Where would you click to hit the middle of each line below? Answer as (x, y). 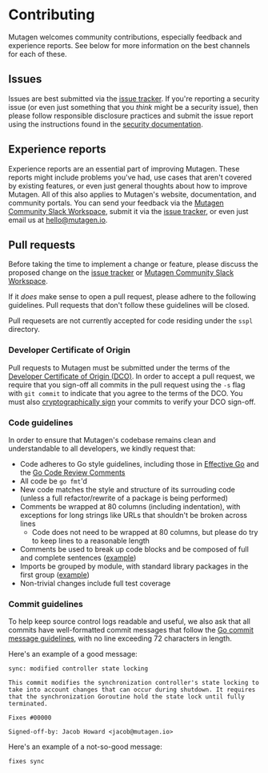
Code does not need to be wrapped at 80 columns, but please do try (145, 532)
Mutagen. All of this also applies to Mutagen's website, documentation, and (132, 194)
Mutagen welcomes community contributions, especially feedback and (125, 37)
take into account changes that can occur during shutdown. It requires (132, 690)
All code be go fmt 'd (54, 481)
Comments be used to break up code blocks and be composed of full (134, 549)
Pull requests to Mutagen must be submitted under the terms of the (119, 367)
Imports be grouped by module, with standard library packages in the (134, 566)
